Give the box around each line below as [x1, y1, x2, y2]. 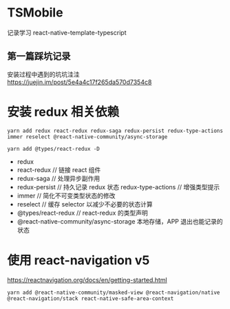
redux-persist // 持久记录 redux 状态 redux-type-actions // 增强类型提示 [17, 182, 220, 191]
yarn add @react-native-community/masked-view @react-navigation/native [7, 289, 220, 296]
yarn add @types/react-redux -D [7, 145, 100, 152]
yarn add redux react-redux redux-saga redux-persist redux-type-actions [7, 127, 224, 134]
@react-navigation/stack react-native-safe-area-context [7, 295, 174, 302]
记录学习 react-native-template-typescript [7, 28, 127, 36]
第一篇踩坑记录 [7, 50, 71, 63]
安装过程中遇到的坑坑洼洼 [7, 70, 80, 78]
